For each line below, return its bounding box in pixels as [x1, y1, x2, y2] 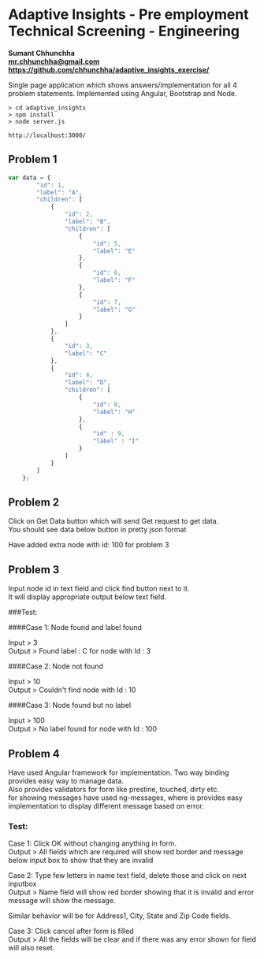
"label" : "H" [92, 408, 136, 416]
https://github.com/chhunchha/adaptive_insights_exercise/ [8, 65, 210, 74]
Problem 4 [8, 746, 61, 761]
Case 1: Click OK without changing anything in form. [8, 839, 177, 848]
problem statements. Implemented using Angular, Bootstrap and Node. [8, 88, 237, 98]
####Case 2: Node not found [8, 661, 104, 671]
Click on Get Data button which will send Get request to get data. [8, 517, 219, 526]
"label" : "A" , [36, 188, 83, 196]
